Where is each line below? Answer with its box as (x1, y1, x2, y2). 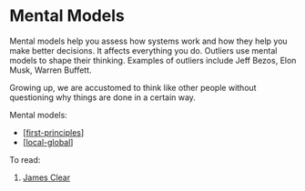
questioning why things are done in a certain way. (9, 92, 196, 103)
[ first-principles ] (22, 126, 85, 137)
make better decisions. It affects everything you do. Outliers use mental (9, 45, 278, 55)
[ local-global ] (22, 136, 74, 147)
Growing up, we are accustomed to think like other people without (9, 82, 257, 93)
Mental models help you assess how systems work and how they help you (9, 35, 289, 46)
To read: (9, 154, 41, 165)
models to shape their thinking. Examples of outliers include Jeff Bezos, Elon (9, 55, 297, 65)
